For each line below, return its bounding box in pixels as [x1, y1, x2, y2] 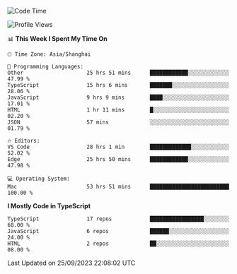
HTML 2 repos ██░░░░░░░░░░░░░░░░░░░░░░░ [7, 240, 230, 247]
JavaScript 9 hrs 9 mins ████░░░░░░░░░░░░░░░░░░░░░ [7, 94, 230, 101]
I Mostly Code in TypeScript [7, 202, 91, 210]
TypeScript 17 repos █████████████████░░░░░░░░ [7, 215, 230, 222]
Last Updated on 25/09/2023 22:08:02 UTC [7, 258, 136, 267]
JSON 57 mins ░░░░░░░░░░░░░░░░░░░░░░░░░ [7, 119, 230, 126]
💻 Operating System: [7, 175, 71, 182]
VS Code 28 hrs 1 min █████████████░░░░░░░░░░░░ [7, 143, 230, 150]
